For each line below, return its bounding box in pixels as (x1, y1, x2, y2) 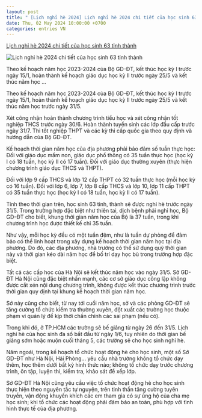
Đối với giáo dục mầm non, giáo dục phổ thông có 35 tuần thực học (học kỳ (6, 152, 194, 159)
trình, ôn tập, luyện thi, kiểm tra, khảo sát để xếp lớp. (6, 368, 136, 375)
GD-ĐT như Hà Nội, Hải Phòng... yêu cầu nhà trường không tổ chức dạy (6, 355, 183, 362)
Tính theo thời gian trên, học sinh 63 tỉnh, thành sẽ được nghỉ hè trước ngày (6, 201, 193, 208)
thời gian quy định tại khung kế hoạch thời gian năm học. (6, 288, 147, 295)
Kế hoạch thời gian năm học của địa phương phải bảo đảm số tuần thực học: (6, 145, 195, 152)
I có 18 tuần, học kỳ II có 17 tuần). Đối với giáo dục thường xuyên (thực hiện (6, 158, 192, 166)
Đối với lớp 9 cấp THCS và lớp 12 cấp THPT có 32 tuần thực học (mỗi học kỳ (6, 176, 195, 184)
